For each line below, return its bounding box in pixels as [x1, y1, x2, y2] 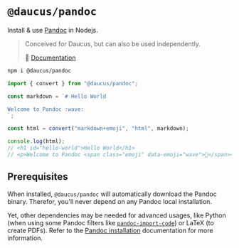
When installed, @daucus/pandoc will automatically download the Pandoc [7, 190, 217, 198]
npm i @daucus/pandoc [7, 67, 72, 74]
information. [7, 233, 43, 242]
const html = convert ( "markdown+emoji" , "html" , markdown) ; [7, 125, 190, 132]
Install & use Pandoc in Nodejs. [7, 26, 98, 34]
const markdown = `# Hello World [7, 92, 107, 100]
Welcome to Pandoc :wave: [7, 105, 84, 113]
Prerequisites [7, 171, 68, 183]
